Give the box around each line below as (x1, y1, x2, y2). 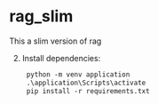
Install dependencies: (21, 52, 101, 63)
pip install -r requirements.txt (26, 86, 150, 95)
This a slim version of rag (9, 36, 102, 46)
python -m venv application (26, 69, 130, 79)
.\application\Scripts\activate (26, 78, 146, 87)
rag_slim (9, 6, 74, 27)
